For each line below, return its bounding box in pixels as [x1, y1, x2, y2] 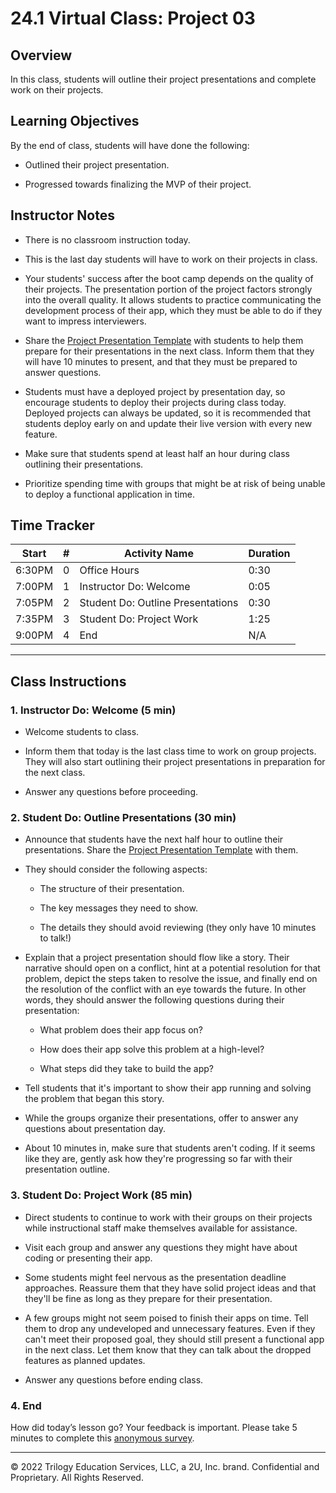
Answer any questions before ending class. [24, 1373, 204, 1386]
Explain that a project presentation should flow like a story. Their [24, 952, 290, 964]
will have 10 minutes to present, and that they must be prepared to [24, 355, 298, 367]
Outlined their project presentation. [24, 158, 170, 171]
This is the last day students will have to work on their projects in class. [24, 253, 318, 265]
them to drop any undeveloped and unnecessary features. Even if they [24, 1322, 316, 1334]
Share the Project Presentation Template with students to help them [24, 334, 304, 346]
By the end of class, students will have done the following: [10, 139, 250, 151]
